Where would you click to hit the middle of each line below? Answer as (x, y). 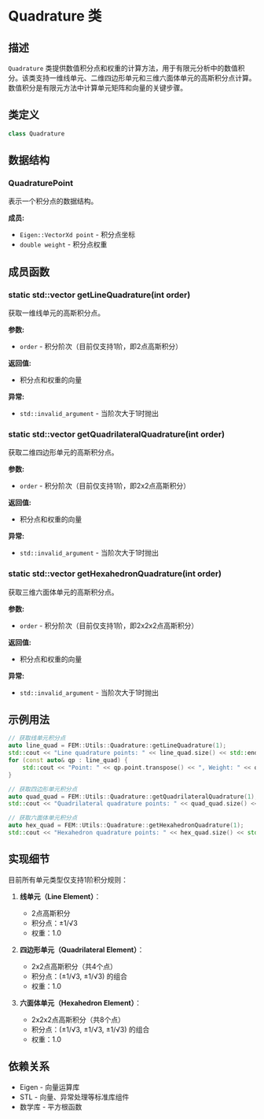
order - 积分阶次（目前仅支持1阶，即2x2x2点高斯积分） (109, 625)
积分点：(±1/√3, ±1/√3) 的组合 (79, 976)
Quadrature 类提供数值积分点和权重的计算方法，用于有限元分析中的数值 (123, 68)
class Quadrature (37, 134)
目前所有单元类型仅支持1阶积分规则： (68, 879)
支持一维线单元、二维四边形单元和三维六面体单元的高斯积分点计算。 (145, 78)
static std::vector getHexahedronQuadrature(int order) (115, 574)
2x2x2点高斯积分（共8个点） (78, 1019)
